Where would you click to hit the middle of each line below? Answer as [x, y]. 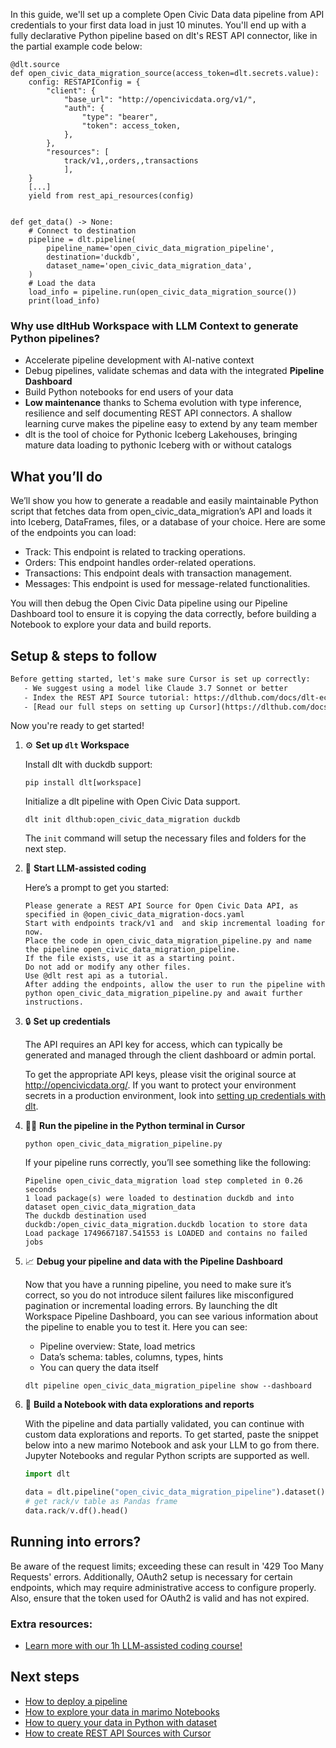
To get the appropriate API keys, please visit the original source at [160, 1075]
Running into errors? [76, 1542]
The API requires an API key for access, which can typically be [153, 1045]
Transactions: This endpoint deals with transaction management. [158, 573]
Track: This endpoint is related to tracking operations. [135, 552]
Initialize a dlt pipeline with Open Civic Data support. [132, 801]
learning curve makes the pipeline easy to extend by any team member [171, 424]
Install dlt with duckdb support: [88, 765]
